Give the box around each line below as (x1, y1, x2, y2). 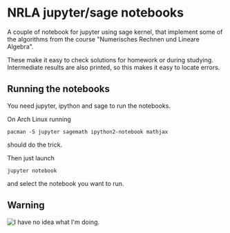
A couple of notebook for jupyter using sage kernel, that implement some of (7, 28, 223, 36)
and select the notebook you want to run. (7, 179, 124, 187)
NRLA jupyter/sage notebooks (7, 5, 184, 21)
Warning (7, 199, 45, 212)
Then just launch (7, 153, 55, 162)
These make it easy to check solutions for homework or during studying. (7, 55, 214, 64)
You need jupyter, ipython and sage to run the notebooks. (7, 102, 171, 110)
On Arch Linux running (7, 115, 71, 123)
